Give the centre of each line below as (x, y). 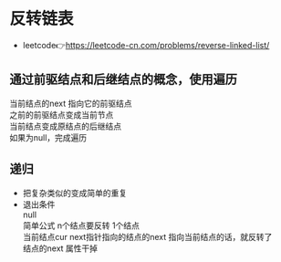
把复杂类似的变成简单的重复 (75, 193)
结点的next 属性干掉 (60, 248)
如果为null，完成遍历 (48, 137)
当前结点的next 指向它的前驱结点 (71, 103)
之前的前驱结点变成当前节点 (62, 114)
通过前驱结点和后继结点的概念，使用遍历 (123, 80)
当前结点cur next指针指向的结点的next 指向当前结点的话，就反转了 (147, 236)
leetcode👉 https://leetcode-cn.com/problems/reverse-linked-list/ (146, 45)
